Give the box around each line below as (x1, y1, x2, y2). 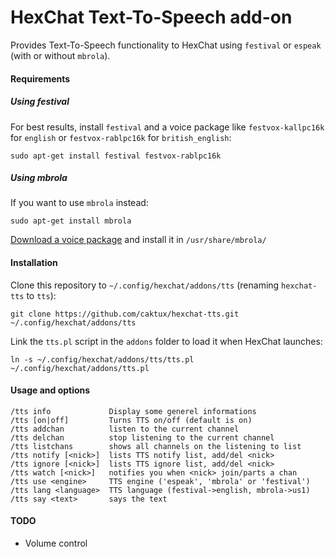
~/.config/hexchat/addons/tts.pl (10, 363, 150, 373)
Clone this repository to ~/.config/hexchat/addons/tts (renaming (10, 279, 280, 291)
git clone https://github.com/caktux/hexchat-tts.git (10, 309, 240, 319)
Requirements (10, 72, 71, 85)
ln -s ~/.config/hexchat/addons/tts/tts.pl (10, 354, 195, 365)
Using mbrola (10, 172, 68, 184)
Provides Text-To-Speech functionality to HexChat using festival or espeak (10, 39, 322, 51)
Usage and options (10, 384, 91, 396)
